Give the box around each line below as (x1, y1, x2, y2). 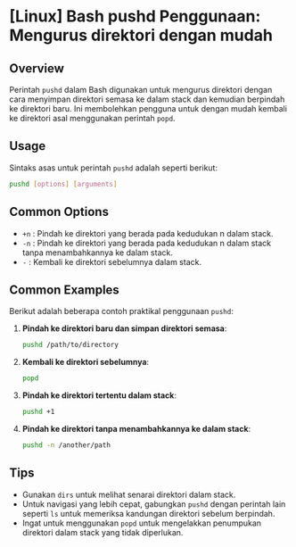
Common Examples (9, 282, 120, 297)
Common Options (9, 204, 110, 220)
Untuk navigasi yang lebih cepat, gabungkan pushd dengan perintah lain (21, 498, 286, 510)
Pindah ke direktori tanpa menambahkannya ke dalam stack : (21, 423, 251, 434)
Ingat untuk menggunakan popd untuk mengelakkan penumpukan (21, 518, 261, 528)
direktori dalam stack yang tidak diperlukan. (21, 526, 184, 537)
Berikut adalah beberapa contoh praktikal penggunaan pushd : (9, 306, 234, 317)
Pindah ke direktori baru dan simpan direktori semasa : (21, 323, 227, 334)
